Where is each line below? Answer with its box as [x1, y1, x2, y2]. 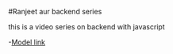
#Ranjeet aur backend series [8, 7, 102, 16]
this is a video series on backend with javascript [8, 22, 165, 31]
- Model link [8, 37, 46, 47]
